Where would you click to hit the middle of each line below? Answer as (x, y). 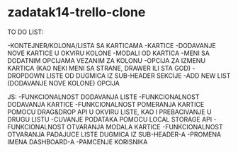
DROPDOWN (26, 76)
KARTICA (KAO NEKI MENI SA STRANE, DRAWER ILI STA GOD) (99, 68)
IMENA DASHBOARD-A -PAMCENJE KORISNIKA (78, 141)
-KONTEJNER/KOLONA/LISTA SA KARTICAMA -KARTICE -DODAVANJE (112, 45)
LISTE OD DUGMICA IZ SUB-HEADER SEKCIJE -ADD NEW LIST (138, 76)
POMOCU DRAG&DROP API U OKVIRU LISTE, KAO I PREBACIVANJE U (109, 112)
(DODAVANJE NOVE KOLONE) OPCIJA (64, 83)
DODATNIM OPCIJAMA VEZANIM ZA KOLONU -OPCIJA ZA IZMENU (107, 60)
